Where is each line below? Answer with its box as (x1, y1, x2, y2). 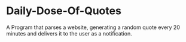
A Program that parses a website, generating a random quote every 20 (6, 24, 181, 31)
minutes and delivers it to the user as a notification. (6, 30, 133, 37)
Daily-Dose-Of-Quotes (6, 4, 121, 18)
